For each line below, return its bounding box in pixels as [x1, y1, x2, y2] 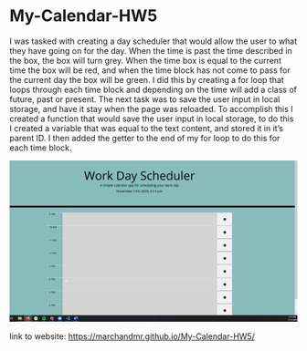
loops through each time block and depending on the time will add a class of [9, 84, 298, 95]
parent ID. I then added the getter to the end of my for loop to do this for [9, 132, 281, 143]
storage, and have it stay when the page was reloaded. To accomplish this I [9, 103, 294, 114]
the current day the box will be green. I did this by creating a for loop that [9, 74, 285, 85]
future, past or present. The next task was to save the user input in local [9, 93, 281, 105]
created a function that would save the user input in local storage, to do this [9, 113, 294, 124]
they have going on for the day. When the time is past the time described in [9, 45, 292, 56]
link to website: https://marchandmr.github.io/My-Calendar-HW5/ [9, 330, 256, 342]
